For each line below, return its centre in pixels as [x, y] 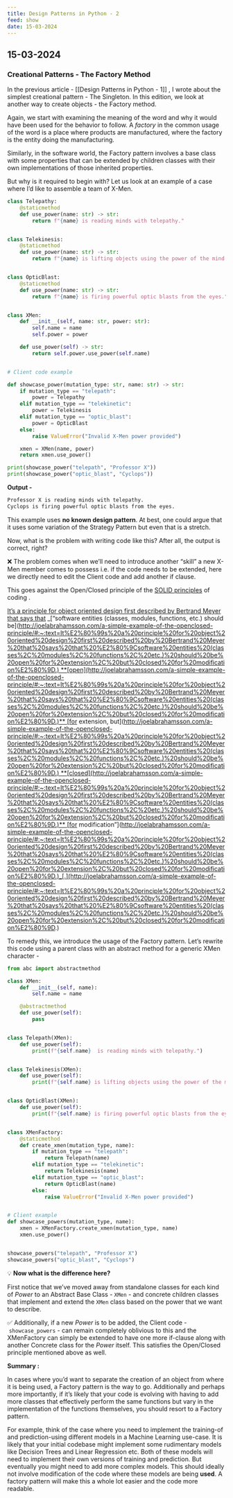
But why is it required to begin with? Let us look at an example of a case [110, 182]
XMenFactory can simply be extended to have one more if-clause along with [116, 1337]
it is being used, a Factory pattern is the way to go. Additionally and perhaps [116, 1386]
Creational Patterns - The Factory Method [79, 74]
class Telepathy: [32, 202]
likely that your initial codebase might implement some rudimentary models [114, 1444]
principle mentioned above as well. [57, 1352]
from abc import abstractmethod [54, 968]
